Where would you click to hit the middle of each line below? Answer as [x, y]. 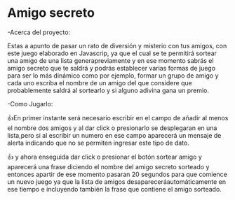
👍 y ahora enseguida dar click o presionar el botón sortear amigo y [105, 157]
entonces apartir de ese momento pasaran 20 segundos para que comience [117, 174]
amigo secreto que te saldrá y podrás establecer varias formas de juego [112, 68]
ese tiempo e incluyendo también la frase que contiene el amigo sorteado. [115, 189]
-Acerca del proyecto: [39, 32]
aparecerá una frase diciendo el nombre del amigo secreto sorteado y [108, 166]
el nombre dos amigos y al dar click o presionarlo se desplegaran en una [112, 128]
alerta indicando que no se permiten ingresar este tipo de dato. [98, 143]
